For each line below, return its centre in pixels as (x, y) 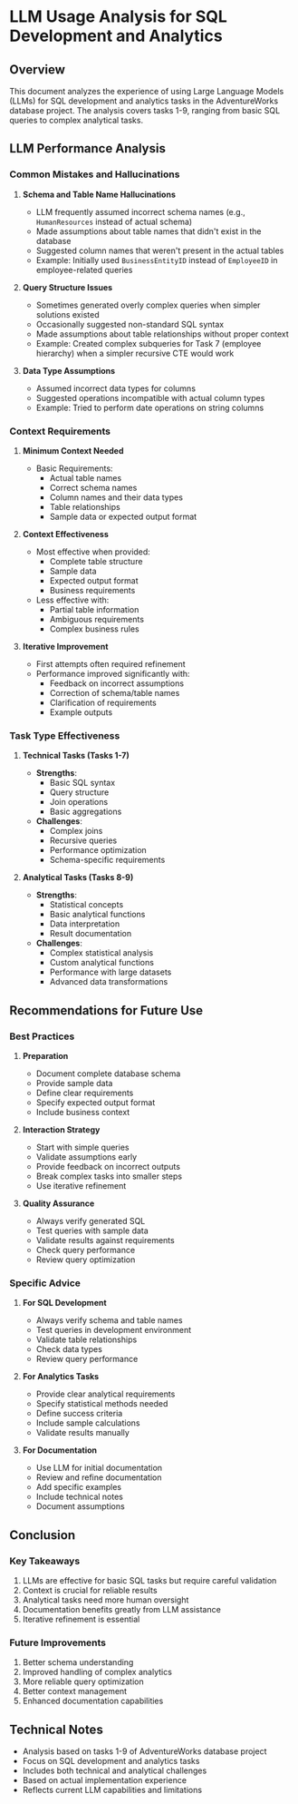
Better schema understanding (78, 1662)
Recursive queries (83, 840)
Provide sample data (74, 1083)
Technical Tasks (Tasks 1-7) (76, 756)
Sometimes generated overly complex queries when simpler (148, 305)
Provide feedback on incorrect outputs (108, 1166)
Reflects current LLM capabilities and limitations (112, 1790)
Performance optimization (98, 850)
